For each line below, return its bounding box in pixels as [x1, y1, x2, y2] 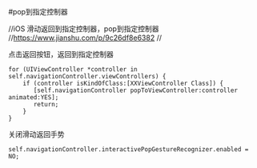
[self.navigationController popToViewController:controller [33, 86, 239, 94]
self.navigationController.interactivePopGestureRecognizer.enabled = [8, 146, 249, 154]
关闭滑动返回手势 [8, 130, 65, 138]
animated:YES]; [8, 94, 59, 102]
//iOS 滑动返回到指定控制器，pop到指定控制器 [8, 24, 159, 34]
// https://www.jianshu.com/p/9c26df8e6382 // [8, 33, 163, 42]
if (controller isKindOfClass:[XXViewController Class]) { [22, 79, 224, 87]
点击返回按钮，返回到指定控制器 [8, 50, 114, 58]
